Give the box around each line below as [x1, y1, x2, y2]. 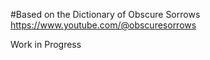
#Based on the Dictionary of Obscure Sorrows [10, 9, 201, 20]
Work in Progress [10, 39, 82, 50]
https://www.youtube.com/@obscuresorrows [10, 19, 197, 31]
